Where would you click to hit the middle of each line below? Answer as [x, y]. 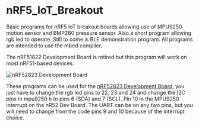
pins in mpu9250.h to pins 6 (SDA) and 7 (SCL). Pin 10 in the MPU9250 [93, 99]
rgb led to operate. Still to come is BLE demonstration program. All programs [99, 39]
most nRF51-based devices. [40, 63]
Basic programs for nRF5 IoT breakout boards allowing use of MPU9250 [94, 27]
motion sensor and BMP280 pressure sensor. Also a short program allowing [99, 33]
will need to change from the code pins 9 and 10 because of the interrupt [96, 111]
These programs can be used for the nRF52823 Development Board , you [95, 86]
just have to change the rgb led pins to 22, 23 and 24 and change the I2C [96, 92]
